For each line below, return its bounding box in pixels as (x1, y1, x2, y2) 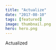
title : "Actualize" (5, 7, 47, 13)
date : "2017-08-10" (5, 12, 47, 17)
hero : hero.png (5, 26, 38, 31)
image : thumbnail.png (5, 21, 51, 27)
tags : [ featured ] (5, 17, 42, 22)
